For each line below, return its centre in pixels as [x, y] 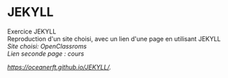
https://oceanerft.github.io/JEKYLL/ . [59, 67]
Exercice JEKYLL [32, 31]
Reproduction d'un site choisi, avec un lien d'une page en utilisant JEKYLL [114, 38]
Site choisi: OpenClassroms [47, 46]
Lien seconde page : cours [46, 54]
